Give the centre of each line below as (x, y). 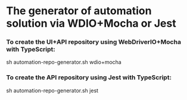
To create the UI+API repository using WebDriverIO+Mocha (94, 42)
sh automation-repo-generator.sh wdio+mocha (64, 62)
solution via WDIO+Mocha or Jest (91, 23)
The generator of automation (79, 11)
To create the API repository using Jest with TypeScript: (89, 78)
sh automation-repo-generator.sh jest (52, 91)
